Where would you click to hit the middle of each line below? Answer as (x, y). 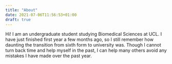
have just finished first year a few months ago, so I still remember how (80, 39)
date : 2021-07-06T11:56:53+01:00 (41, 15)
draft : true (18, 19)
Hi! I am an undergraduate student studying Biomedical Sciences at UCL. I (84, 34)
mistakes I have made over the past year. (49, 56)
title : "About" (22, 10)
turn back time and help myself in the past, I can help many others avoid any (86, 50)
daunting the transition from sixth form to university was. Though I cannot (83, 45)
